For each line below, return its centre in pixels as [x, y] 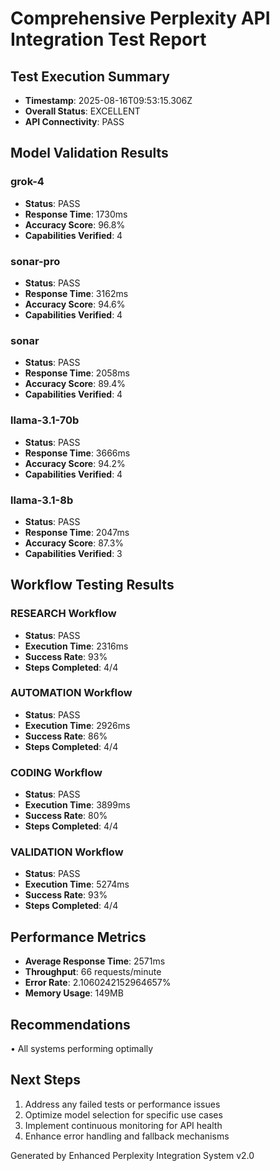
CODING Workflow [56, 772]
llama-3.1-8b [42, 500]
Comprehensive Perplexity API [140, 18]
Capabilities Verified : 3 [73, 553]
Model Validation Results [89, 153]
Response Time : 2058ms [77, 373]
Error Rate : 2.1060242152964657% [98, 983]
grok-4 [27, 182]
